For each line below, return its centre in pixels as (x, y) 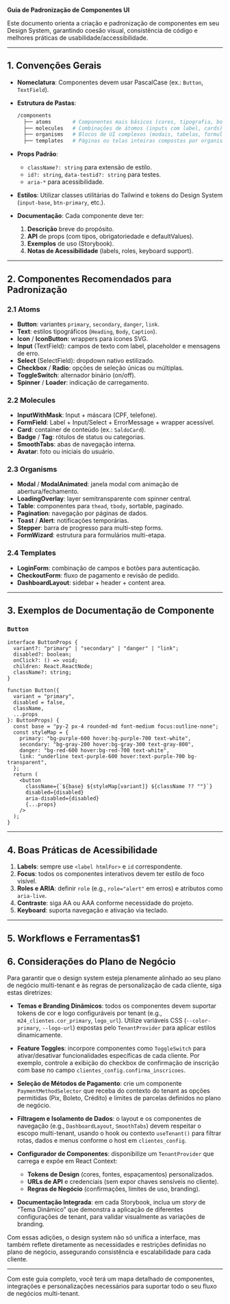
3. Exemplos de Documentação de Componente (111, 611)
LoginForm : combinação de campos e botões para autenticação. (108, 568)
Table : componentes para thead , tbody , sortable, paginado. (100, 506)
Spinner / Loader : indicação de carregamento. (83, 382)
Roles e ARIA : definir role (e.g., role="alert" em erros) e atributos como (120, 888)
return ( (26, 774)
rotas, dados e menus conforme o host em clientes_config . (102, 1141)
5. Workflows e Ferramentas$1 (74, 938)
